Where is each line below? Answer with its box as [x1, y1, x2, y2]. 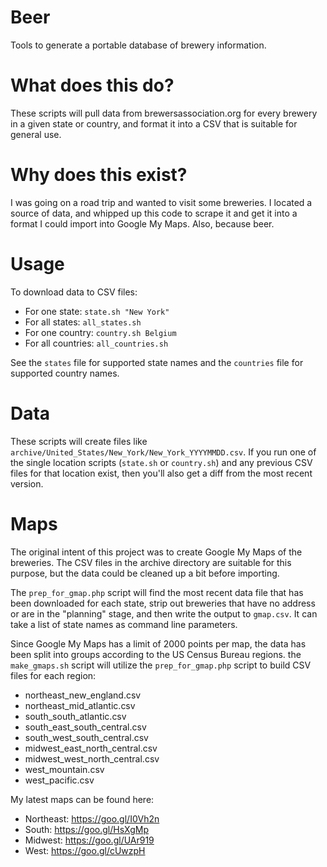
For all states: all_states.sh [24, 316, 142, 328]
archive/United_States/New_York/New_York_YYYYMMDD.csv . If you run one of [10, 446, 317, 458]
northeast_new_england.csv [24, 689, 142, 701]
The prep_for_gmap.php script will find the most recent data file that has [10, 586, 304, 598]
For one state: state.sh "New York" [24, 305, 170, 317]
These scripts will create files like [10, 435, 148, 447]
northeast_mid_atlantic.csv [24, 699, 136, 711]
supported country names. [10, 367, 120, 379]
